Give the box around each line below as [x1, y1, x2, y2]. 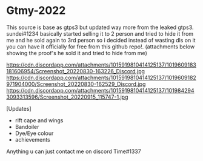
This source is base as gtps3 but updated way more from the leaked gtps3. [6, 24, 194, 31]
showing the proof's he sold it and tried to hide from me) [6, 49, 147, 56]
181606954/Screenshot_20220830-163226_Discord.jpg [6, 67, 145, 74]
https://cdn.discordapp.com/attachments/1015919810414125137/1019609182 [6, 74, 197, 81]
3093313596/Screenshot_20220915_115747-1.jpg [6, 93, 128, 100]
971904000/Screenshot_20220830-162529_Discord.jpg [6, 80, 146, 88]
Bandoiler [15, 123, 39, 130]
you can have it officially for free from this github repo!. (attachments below [6, 43, 195, 50]
